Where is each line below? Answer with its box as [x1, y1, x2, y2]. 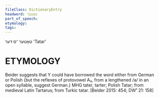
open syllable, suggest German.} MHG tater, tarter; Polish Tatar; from [5, 82, 144, 88]
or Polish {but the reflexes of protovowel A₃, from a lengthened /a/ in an [5, 77, 149, 83]
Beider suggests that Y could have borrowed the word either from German [5, 72, 155, 78]
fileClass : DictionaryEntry [5, 7, 62, 12]
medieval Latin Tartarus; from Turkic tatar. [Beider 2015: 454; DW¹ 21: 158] [5, 87, 154, 93]
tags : [5, 25, 16, 30]
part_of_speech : [5, 16, 38, 21]
